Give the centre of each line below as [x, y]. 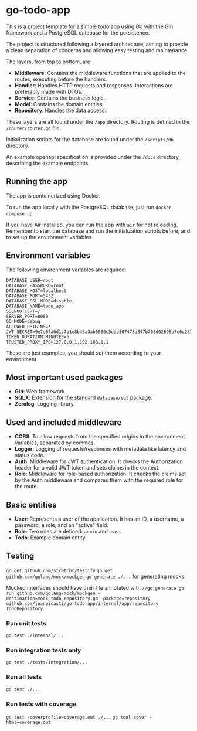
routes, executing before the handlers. [61, 79]
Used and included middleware [64, 422]
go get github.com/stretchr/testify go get [60, 570]
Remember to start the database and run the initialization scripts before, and [98, 231]
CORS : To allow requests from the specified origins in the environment [100, 437]
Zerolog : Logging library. [45, 404]
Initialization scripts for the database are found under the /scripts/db [90, 139]
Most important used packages [64, 377]
